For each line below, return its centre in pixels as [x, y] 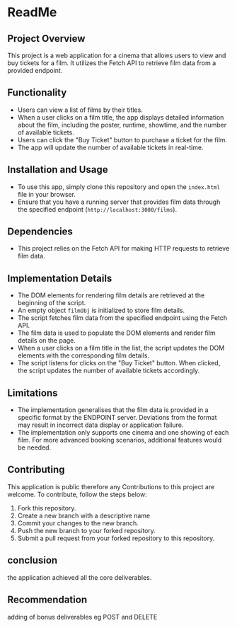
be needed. [34, 447]
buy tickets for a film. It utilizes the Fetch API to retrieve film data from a [112, 63]
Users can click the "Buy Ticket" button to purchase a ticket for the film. [122, 139]
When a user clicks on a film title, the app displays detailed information [121, 117]
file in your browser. [47, 194]
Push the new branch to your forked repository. [86, 530]
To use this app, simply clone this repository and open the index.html [119, 187]
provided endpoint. [35, 70]
